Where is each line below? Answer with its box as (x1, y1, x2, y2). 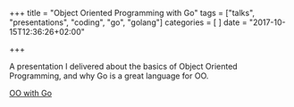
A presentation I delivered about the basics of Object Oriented (9, 62, 239, 71)
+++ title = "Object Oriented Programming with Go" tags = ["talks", (9, 8, 256, 18)
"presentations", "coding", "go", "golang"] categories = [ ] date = (9, 17, 248, 28)
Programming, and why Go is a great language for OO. (9, 70, 209, 81)
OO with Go (9, 88, 52, 98)
